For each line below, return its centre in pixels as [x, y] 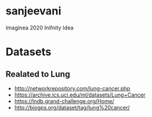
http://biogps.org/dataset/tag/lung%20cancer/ [72, 107]
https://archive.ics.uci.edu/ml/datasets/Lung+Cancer [80, 95]
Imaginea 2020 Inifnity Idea [40, 28]
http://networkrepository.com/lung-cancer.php [72, 88]
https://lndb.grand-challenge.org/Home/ [64, 101]
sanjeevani [33, 11]
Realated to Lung [38, 74]
